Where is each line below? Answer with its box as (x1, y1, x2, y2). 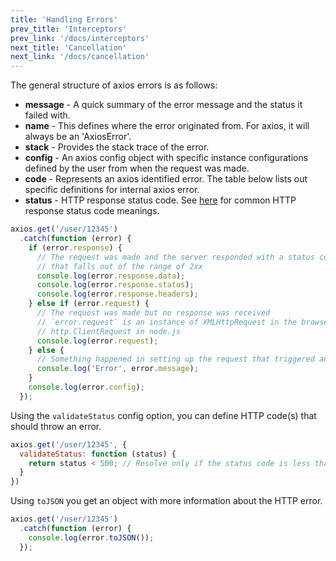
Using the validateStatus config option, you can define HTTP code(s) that (10, 409, 317, 421)
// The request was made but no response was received (36, 308, 271, 318)
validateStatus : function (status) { (19, 449, 177, 459)
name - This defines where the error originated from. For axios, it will (24, 120, 310, 132)
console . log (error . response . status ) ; (36, 280, 195, 290)
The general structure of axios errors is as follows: (10, 79, 218, 91)
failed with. (24, 109, 71, 121)
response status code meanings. (24, 205, 160, 217)
